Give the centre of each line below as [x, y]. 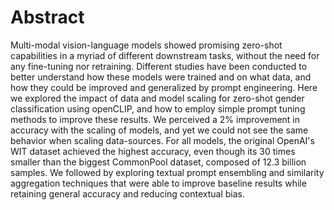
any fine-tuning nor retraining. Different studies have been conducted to [159, 66]
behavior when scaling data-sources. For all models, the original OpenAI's [162, 140]
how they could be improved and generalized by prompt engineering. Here [164, 87]
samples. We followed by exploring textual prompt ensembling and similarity [167, 172]
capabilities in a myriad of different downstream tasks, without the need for [165, 55]
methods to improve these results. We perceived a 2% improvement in [155, 119]
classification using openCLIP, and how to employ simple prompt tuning [158, 108]
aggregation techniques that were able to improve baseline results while [158, 183]
